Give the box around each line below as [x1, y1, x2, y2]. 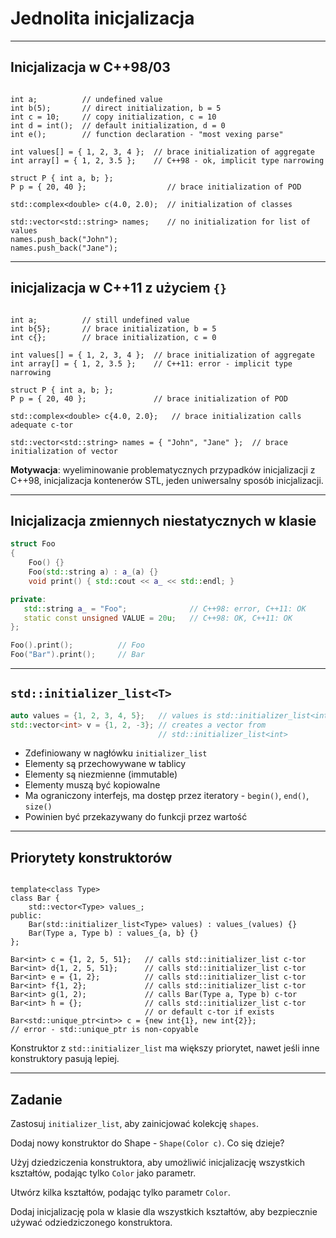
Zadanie [10, 1091, 63, 1108]
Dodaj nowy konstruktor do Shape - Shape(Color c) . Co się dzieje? [10, 1137, 285, 1149]
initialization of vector [10, 446, 118, 456]
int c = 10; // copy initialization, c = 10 [10, 112, 217, 122]
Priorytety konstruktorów [10, 849, 173, 866]
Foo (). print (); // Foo [10, 640, 145, 651]
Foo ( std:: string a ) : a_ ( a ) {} [28, 567, 159, 577]
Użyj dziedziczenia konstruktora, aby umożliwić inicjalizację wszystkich [10, 1157, 305, 1169]
